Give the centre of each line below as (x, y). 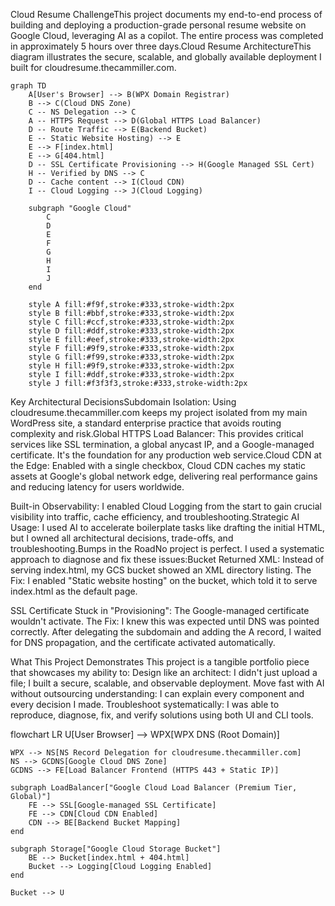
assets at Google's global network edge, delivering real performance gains (164, 476)
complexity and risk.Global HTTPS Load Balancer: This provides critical (157, 433)
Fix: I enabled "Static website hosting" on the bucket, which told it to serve (164, 580)
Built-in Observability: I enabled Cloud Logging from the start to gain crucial (166, 506)
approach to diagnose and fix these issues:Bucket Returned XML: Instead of (167, 559)
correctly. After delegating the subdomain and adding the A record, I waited (166, 632)
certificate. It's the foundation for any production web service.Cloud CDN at (166, 455)
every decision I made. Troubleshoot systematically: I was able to (145, 704)
